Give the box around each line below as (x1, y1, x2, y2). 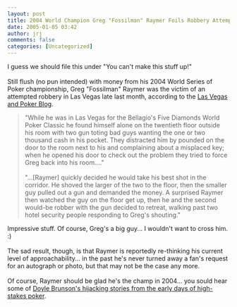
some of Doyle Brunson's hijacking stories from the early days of (7, 284, 196, 292)
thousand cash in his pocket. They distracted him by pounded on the (24, 136, 225, 144)
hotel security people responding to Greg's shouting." (24, 211, 181, 219)
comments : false (7, 37, 55, 44)
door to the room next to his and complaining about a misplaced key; (24, 144, 224, 151)
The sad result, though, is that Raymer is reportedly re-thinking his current (7, 247, 224, 255)
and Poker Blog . (7, 100, 54, 108)
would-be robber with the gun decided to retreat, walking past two (24, 203, 219, 211)
